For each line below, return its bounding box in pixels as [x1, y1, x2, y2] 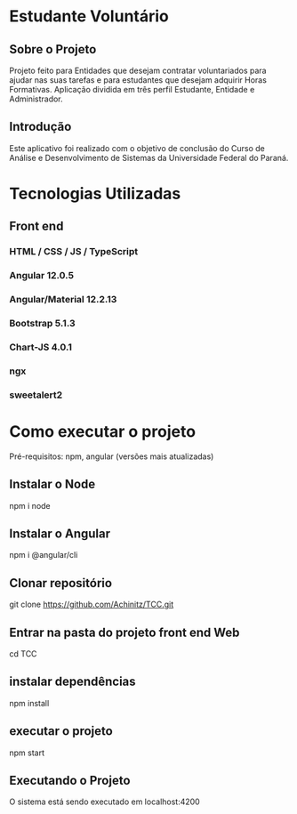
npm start [9, 747, 45, 758]
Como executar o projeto [9, 422, 197, 442]
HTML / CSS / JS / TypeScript [9, 246, 139, 258]
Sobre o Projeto [9, 42, 97, 57]
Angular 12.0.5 [9, 270, 74, 282]
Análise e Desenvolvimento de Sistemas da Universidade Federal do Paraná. [9, 152, 289, 163]
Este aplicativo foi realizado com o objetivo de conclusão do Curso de [9, 142, 265, 153]
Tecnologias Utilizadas [9, 184, 181, 204]
